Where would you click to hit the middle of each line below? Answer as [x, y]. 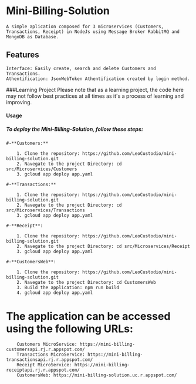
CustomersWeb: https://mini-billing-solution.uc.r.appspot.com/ [97, 375]
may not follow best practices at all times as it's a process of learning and [95, 96]
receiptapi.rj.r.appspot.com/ [43, 370]
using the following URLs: [70, 329]
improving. [19, 102]
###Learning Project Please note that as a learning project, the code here [95, 90]
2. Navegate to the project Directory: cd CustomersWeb [87, 283]
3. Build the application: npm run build [68, 288]
